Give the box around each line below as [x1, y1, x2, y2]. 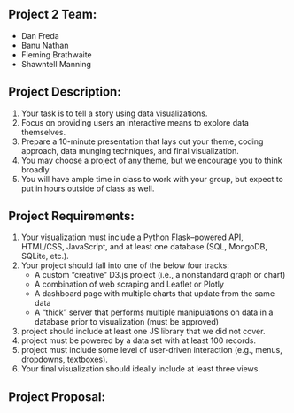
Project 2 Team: [8, 7, 97, 22]
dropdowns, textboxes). [20, 354, 108, 365]
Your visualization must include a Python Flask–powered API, [20, 232, 244, 242]
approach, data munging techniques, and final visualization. [20, 145, 240, 156]
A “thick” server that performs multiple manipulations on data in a [34, 307, 274, 317]
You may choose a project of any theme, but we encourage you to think [20, 155, 282, 165]
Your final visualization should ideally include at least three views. [20, 363, 260, 374]
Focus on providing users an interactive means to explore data [20, 117, 250, 127]
